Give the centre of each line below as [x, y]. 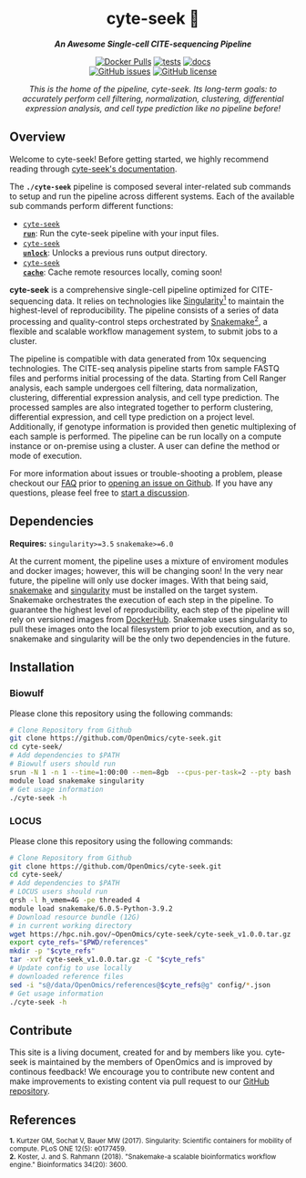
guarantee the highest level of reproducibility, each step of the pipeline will [149, 610]
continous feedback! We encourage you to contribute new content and [142, 1072]
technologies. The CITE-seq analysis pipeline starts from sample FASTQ [144, 369]
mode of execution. [46, 456]
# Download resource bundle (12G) [75, 917]
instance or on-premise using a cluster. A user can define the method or [145, 446]
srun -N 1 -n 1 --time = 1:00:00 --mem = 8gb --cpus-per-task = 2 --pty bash [150, 772]
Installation [42, 667]
